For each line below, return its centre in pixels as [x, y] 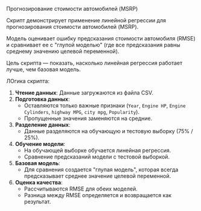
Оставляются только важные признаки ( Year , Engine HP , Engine [105, 105]
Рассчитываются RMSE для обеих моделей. [81, 189]
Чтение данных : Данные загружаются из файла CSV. [84, 93]
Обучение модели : [40, 144]
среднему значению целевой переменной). [63, 51]
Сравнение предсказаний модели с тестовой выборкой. [97, 157]
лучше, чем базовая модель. [43, 69]
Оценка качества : [39, 182]
